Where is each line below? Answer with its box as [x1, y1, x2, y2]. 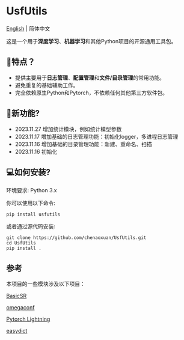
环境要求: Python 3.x [6, 187, 57, 194]
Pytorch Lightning [6, 315, 51, 323]
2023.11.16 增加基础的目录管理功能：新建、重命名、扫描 [14, 140, 152, 148]
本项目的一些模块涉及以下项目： [6, 281, 85, 288]
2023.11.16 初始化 [14, 148, 58, 155]
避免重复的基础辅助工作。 [14, 81, 79, 88]
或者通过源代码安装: [6, 223, 56, 230]
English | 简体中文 [6, 25, 51, 32]
